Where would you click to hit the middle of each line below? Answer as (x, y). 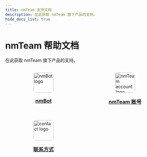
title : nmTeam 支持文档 (28, 10)
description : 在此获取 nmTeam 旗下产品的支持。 (51, 15)
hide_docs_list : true (28, 19)
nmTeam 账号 (125, 102)
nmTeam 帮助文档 (42, 45)
